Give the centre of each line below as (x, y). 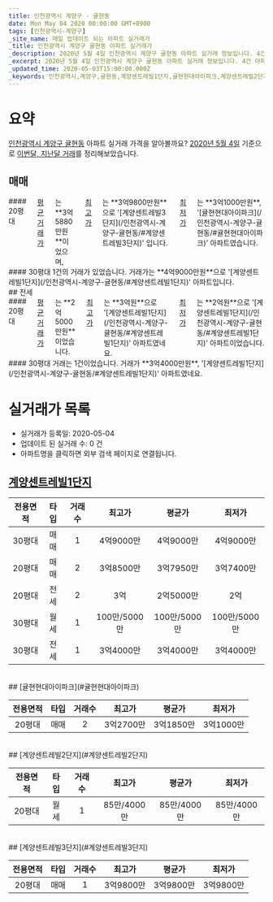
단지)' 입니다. (147, 243)
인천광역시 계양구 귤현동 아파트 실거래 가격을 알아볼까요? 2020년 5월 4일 (124, 143)
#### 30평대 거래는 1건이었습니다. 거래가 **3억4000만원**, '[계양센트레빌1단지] (136, 363)
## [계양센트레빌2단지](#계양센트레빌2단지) (78, 755)
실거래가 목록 (50, 409)
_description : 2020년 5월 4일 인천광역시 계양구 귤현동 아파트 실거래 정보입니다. (131, 54)
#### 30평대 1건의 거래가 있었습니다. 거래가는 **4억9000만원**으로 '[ (121, 272)
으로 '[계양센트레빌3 (134, 213)
